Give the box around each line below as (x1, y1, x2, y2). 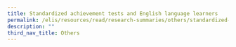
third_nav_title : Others (7, 29, 80, 37)
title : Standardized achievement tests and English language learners (7, 10, 218, 17)
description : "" (7, 23, 55, 30)
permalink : (7, 17, 39, 23)
